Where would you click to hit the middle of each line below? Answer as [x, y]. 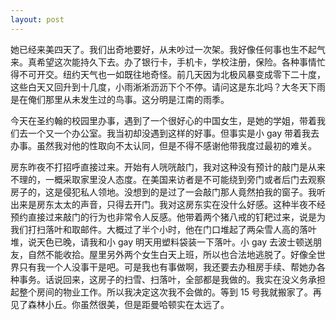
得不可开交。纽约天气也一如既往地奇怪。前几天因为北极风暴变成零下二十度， [168, 74]
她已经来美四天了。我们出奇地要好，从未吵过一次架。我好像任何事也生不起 [163, 49]
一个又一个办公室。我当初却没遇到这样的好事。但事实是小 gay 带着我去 [173, 133]
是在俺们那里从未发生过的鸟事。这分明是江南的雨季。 [120, 99]
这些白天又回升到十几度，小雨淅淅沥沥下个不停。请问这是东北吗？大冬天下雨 [168, 87]
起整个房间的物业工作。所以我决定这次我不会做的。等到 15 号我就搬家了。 [161, 292]
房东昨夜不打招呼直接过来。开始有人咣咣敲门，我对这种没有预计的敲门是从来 [168, 167]
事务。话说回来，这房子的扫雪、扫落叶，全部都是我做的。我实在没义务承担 [172, 279]
